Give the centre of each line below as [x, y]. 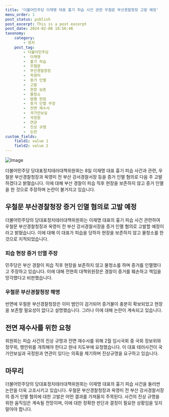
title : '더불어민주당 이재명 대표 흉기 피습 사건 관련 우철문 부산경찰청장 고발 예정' [82, 10]
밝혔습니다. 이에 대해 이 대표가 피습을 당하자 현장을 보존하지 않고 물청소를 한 [89, 232]
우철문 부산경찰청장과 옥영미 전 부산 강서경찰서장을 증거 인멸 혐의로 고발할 [78, 226]
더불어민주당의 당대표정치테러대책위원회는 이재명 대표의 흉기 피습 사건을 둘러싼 [83, 384]
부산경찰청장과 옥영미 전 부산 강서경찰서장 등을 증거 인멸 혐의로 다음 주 [84, 177]
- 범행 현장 [35, 99]
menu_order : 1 [20, 15]
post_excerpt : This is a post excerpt [46, 24]
